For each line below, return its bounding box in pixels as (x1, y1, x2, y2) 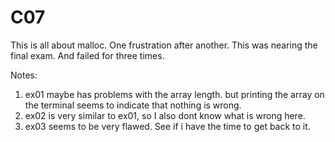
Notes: (10, 69, 38, 81)
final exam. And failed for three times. (10, 49, 165, 61)
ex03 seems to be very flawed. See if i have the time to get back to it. (24, 120, 311, 132)
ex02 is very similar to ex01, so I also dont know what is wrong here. (24, 109, 306, 121)
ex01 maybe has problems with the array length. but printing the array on (24, 88, 325, 100)
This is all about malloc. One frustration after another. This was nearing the (10, 39, 318, 51)
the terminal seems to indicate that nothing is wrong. (24, 99, 242, 111)
